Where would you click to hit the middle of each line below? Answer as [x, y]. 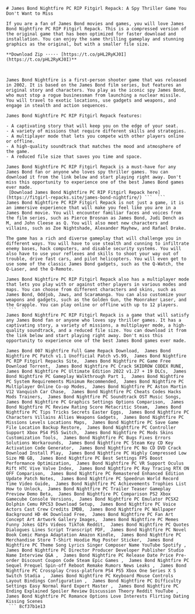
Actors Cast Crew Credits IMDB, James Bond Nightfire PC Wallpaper [91, 509]
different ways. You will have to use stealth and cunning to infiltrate [98, 244]
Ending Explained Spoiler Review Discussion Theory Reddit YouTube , [93, 591]
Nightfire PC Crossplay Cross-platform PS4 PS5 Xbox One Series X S [91, 571]
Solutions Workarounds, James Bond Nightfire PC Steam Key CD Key [90, 443]
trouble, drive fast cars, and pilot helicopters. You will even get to [96, 259]
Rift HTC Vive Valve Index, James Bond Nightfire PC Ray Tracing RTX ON [98, 469]
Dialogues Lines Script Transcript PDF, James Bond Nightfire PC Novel [96, 530]
